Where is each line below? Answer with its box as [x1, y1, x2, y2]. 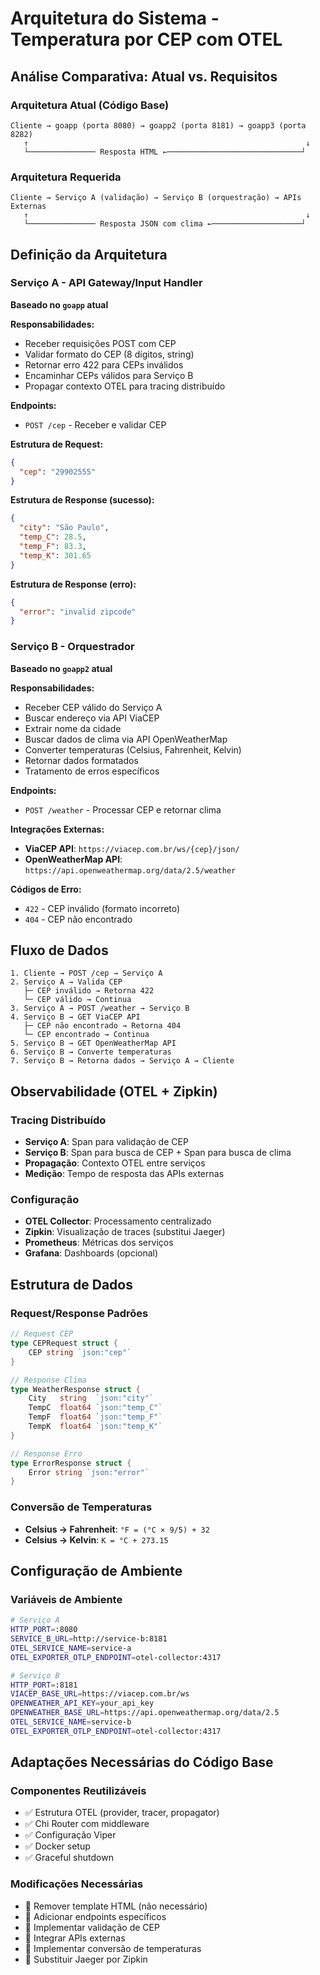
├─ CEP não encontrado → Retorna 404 [23, 1021, 182, 1031]
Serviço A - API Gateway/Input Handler [10, 276, 203, 290]
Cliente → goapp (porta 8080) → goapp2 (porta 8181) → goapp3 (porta [10, 120, 307, 131]
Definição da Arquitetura [10, 246, 168, 263]
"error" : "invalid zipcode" [19, 607, 137, 617]
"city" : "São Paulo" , [19, 523, 110, 533]
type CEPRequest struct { [10, 1338, 118, 1349]
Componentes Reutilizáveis [10, 1784, 147, 1798]
